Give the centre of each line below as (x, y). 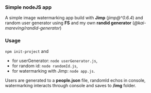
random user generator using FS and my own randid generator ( (70, 23)
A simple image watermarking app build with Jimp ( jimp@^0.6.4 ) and (74, 18)
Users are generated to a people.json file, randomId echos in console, (75, 80)
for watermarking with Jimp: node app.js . (53, 71)
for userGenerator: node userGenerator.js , (55, 61)
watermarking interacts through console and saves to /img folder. (71, 85)
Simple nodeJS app (28, 7)
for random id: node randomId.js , (45, 66)
